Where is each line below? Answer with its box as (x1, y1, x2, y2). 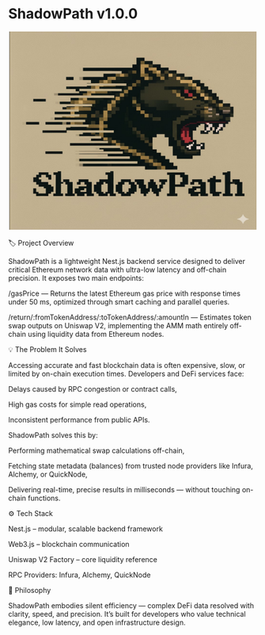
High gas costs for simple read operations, (8, 400, 147, 409)
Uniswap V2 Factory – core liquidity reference (8, 554, 158, 564)
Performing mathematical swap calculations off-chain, (8, 446, 185, 455)
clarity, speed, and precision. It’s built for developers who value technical (8, 609, 247, 618)
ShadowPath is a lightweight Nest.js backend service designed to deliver (8, 256, 246, 266)
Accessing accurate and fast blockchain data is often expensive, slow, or (8, 360, 245, 369)
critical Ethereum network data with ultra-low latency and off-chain (8, 265, 227, 274)
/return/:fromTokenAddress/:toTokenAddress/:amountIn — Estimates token (8, 312, 252, 322)
